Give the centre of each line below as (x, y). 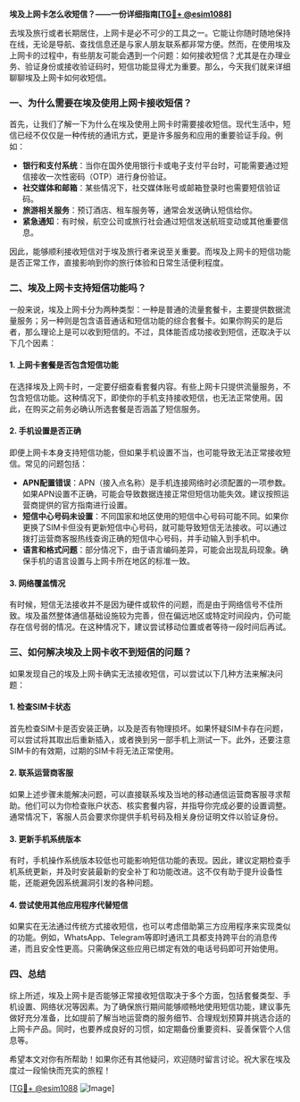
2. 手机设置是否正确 (46, 431)
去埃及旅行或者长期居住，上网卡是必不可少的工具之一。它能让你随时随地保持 (150, 33)
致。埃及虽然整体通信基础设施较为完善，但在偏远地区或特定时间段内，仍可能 (150, 616)
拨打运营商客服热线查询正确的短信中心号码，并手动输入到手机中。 (143, 538)
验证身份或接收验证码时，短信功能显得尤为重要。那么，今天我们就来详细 (158, 67)
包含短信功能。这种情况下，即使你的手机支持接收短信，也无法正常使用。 (142, 398)
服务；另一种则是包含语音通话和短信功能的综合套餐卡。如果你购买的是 (146, 320)
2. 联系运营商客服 (42, 773)
